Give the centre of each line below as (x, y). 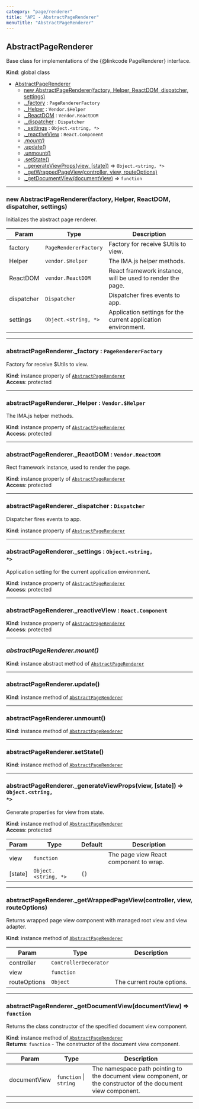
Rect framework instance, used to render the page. (68, 467)
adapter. (16, 927)
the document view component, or (140, 1076)
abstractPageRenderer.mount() (52, 651)
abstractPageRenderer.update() (53, 684)
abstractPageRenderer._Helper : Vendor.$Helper (76, 402)
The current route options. (151, 982)
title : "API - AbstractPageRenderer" (53, 17)
